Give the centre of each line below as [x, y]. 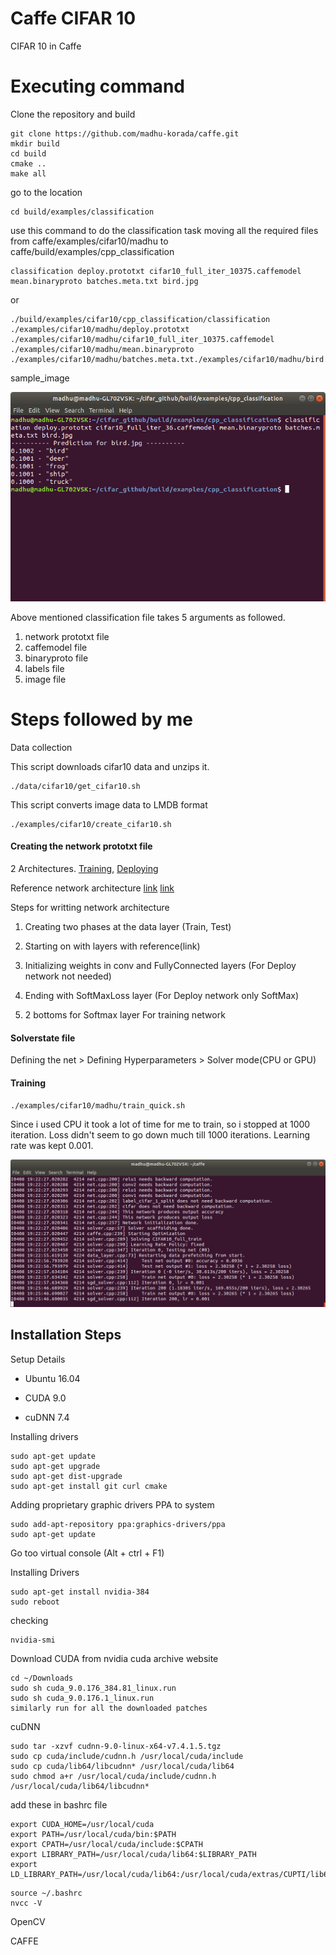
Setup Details [38, 1359]
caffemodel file [56, 647]
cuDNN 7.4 [47, 1417]
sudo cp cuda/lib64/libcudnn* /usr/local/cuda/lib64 [122, 1766]
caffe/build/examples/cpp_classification [92, 251]
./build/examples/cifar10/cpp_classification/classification [140, 319]
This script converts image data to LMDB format [109, 804]
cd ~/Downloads [42, 1678]
